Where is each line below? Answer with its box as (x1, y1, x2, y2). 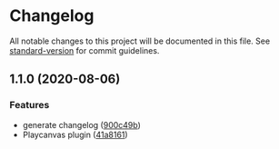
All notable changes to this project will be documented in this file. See (9, 35, 271, 46)
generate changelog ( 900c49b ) (22, 119, 141, 130)
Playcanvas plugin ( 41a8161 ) (22, 129, 129, 140)
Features (9, 99, 50, 112)
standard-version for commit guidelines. (9, 45, 160, 55)
